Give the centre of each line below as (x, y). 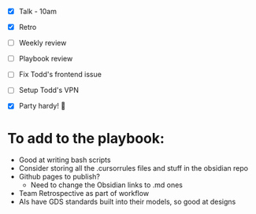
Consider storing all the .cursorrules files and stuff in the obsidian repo (134, 168)
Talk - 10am (37, 11)
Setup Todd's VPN (49, 90)
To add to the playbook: (86, 138)
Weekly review (43, 43)
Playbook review (46, 59)
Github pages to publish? (59, 177)
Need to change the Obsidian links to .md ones (106, 185)
